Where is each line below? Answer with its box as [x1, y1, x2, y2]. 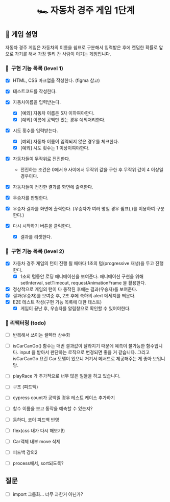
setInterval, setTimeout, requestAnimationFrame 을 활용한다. [20, 279, 147, 286]
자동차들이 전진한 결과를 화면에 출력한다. [12, 184, 93, 190]
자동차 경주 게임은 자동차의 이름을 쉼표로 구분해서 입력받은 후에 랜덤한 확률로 [5, 45, 158, 50]
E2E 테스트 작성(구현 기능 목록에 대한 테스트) [12, 299, 102, 305]
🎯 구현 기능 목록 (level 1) [5, 64, 64, 72]
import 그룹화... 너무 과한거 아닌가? [12, 491, 83, 497]
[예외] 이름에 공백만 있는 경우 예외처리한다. [20, 116, 106, 123]
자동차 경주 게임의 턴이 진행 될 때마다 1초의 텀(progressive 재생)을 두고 [12, 260, 154, 267]
